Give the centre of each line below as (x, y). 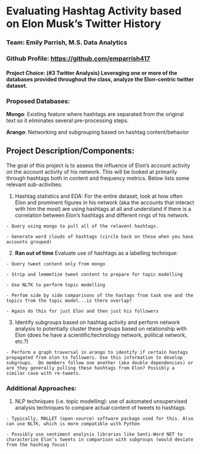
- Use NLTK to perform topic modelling (56, 285)
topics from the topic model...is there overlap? (69, 301)
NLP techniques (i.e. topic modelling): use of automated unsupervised (101, 401)
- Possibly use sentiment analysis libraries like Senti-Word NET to (95, 435)
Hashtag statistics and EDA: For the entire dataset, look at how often (99, 196)
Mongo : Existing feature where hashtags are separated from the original (95, 114)
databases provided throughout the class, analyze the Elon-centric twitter (100, 79)
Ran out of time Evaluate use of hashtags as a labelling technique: (96, 253)
